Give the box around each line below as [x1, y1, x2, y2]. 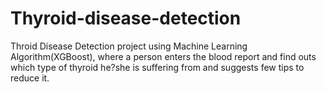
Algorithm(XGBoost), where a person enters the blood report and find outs [10, 50, 317, 62]
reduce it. [10, 72, 50, 84]
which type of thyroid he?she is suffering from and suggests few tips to [10, 61, 305, 73]
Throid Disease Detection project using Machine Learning [10, 40, 248, 52]
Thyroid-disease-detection [10, 7, 242, 30]
